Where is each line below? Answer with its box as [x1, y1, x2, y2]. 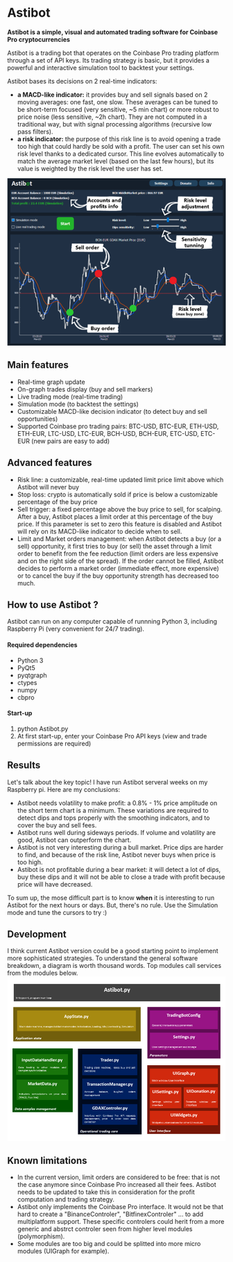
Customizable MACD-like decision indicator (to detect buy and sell [17, 407, 208, 415]
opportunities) [17, 414, 58, 423]
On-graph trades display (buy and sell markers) [17, 385, 153, 394]
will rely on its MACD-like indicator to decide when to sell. [17, 527, 182, 535]
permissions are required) [17, 739, 92, 747]
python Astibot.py [17, 725, 69, 733]
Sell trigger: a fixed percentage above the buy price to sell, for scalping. [17, 505, 223, 513]
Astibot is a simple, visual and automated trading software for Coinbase [7, 28, 218, 36]
